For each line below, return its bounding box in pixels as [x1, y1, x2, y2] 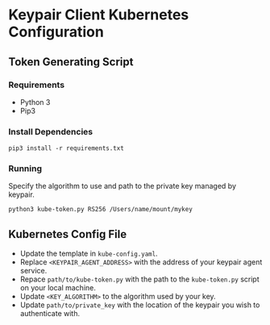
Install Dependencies [8, 126, 93, 137]
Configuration [8, 23, 105, 41]
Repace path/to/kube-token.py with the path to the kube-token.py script [19, 274, 260, 284]
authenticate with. [19, 309, 81, 319]
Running [8, 163, 43, 174]
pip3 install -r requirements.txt [8, 144, 125, 152]
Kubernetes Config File [8, 227, 127, 241]
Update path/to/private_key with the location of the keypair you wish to [19, 300, 260, 310]
